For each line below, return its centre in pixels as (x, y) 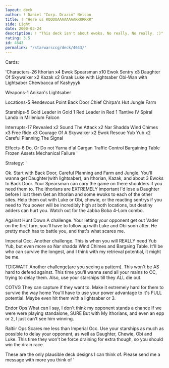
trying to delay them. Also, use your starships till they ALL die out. (73, 277)
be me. (13, 257)
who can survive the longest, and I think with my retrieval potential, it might (83, 252)
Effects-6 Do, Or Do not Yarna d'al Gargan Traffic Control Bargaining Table (82, 148)
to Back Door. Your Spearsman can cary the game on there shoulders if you (84, 183)
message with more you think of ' (40, 359)
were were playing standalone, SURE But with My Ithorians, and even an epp (85, 313)
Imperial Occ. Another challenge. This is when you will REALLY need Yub (81, 240)
